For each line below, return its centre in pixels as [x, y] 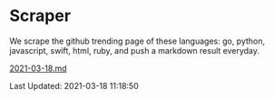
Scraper [40, 16]
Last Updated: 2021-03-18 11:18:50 [74, 85]
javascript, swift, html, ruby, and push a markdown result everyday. [135, 50]
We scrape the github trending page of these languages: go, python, [137, 41]
